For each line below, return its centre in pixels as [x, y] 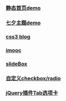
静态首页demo [23, 8]
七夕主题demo [23, 23]
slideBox [17, 64]
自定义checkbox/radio [33, 78]
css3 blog [18, 36]
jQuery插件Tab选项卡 [32, 93]
